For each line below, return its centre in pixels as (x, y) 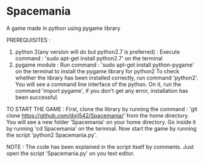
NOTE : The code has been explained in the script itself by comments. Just (100, 147)
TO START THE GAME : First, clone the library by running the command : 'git (102, 109)
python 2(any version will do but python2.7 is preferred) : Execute (97, 52)
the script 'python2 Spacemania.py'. (52, 135)
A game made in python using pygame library (63, 28)
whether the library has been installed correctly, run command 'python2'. (107, 78)
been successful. (37, 97)
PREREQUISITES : (28, 40)
